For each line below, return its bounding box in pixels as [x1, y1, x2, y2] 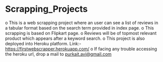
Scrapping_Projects [5, 3, 88, 15]
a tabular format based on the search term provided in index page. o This [5, 25, 154, 31]
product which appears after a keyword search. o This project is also [5, 35, 145, 41]
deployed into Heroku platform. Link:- [5, 40, 81, 46]
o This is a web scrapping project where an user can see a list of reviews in [5, 20, 159, 26]
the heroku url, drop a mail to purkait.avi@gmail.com [5, 51, 112, 57]
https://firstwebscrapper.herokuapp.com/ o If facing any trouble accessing [5, 46, 157, 52]
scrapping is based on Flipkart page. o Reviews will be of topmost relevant [5, 30, 157, 36]
